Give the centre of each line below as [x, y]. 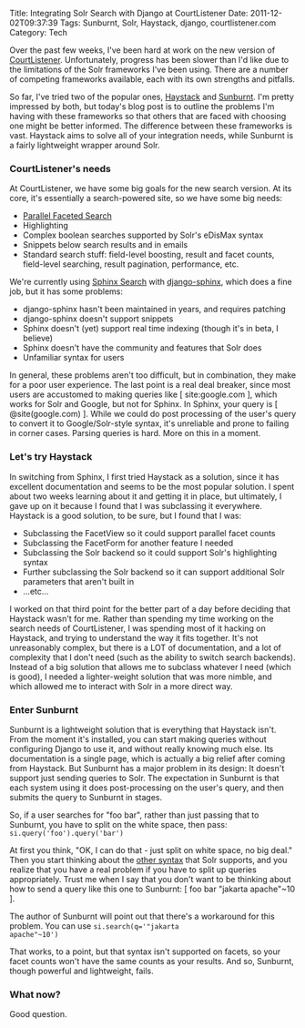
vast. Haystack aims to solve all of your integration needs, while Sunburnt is [152, 135]
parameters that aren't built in [78, 581]
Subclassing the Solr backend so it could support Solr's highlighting [150, 552]
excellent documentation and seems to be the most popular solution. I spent [152, 486]
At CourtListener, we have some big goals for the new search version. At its [151, 188]
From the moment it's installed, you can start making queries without [138, 739]
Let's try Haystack [51, 457]
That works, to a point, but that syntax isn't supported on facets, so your [145, 952]
